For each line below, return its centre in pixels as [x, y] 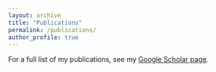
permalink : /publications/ [52, 30]
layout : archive [35, 15]
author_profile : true [44, 37]
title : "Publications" [45, 23]
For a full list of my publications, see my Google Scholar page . [108, 59]
